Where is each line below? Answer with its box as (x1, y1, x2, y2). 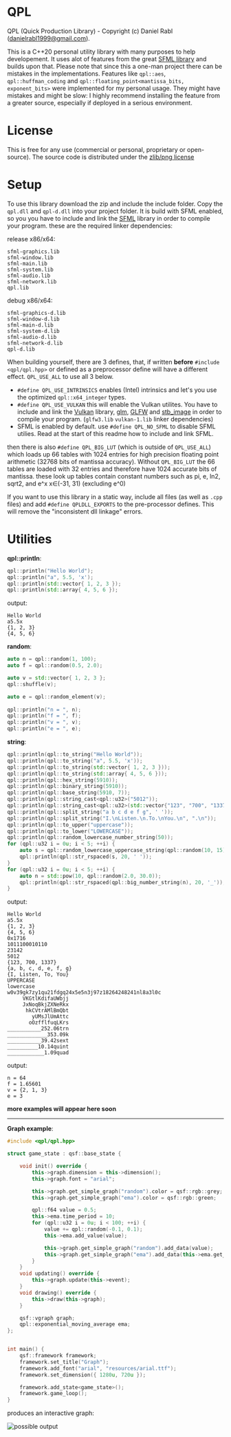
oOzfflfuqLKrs (28, 1019, 69, 1027)
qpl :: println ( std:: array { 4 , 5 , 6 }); (7, 586, 118, 593)
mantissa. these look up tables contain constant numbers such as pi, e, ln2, (7, 472, 221, 480)
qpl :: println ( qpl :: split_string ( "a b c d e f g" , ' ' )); (7, 809, 174, 815)
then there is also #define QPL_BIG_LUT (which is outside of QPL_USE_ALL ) (7, 443, 212, 451)
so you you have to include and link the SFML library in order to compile (7, 214, 211, 222)
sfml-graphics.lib (7, 248, 60, 255)
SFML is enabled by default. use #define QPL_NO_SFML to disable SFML (16, 422, 216, 430)
